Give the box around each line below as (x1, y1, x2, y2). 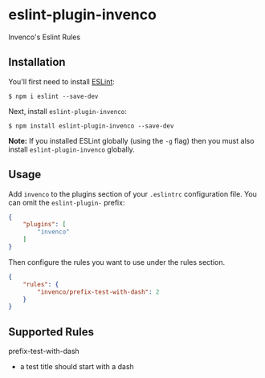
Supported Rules (8, 325, 95, 339)
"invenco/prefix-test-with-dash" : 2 (37, 287, 160, 296)
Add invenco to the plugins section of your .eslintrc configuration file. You (8, 189, 257, 198)
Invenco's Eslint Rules (8, 32, 81, 42)
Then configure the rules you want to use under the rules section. (8, 257, 226, 266)
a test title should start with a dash (19, 362, 134, 372)
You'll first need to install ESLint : (8, 76, 115, 86)
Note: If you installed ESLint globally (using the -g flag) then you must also (8, 136, 255, 145)
